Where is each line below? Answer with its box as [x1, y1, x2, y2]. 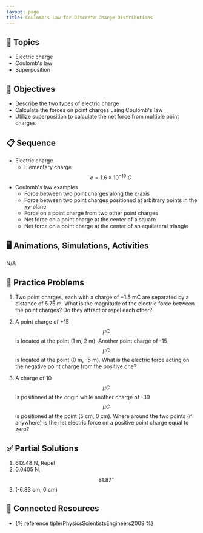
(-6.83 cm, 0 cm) [15, 486, 58, 493]
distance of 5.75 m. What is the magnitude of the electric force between [15, 300, 195, 307]
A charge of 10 [15, 375, 52, 382]
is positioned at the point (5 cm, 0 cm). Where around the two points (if [15, 413, 193, 420]
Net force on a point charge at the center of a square [24, 215, 156, 223]
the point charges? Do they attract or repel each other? [15, 307, 153, 314]
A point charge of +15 [15, 318, 70, 326]
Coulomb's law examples [15, 183, 78, 190]
